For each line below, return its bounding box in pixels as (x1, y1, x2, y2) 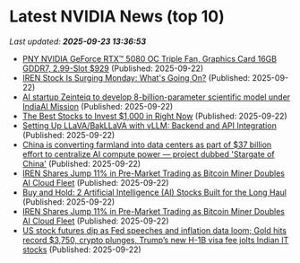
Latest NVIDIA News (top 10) (9, 6, 226, 27)
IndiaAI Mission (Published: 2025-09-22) (21, 101, 174, 111)
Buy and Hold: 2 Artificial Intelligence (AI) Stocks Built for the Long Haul (21, 187, 287, 197)
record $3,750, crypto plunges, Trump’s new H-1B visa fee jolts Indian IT (21, 234, 289, 245)
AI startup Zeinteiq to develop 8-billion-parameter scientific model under (21, 92, 291, 102)
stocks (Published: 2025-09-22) (21, 244, 141, 255)
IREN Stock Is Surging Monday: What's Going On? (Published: (21, 72, 251, 83)
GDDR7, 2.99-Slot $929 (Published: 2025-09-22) (21, 63, 204, 74)
